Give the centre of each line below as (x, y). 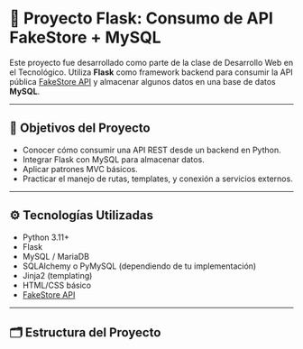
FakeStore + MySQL (85, 37)
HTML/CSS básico (57, 285)
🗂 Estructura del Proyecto (85, 332)
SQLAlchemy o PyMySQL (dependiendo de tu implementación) (139, 266)
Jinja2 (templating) (57, 275)
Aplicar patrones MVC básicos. (80, 169)
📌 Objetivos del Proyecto (80, 129)
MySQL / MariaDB (56, 256)
